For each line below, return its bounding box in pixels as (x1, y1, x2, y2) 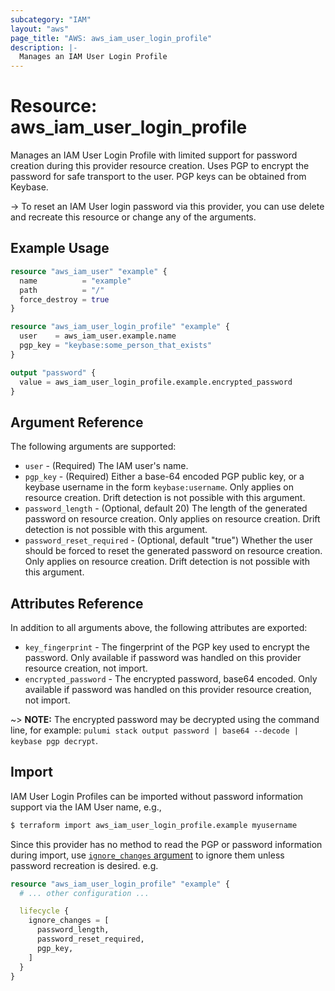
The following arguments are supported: (10, 441, 177, 453)
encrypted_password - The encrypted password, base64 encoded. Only (24, 673, 318, 685)
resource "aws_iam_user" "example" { (10, 266, 168, 276)
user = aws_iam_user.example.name (19, 331, 177, 341)
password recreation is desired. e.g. (10, 859, 159, 871)
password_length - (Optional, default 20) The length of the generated (24, 502, 308, 515)
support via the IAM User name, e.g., (10, 801, 162, 813)
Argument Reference (10, 414, 144, 431)
